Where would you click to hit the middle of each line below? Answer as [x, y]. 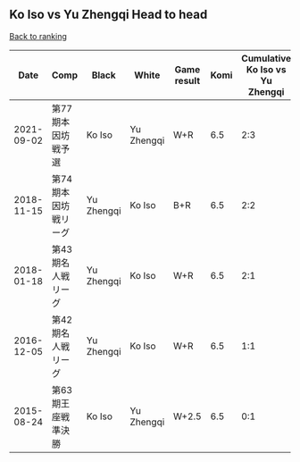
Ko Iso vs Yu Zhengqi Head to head [108, 15]
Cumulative [266, 58]
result [187, 80]
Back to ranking [38, 36]
